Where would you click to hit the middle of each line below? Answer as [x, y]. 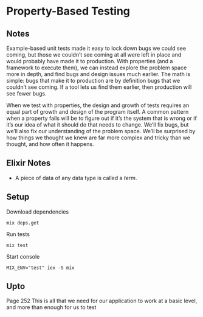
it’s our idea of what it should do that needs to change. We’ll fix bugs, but [98, 125]
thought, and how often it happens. [50, 144]
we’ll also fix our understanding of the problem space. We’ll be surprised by [101, 131]
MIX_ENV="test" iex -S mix [40, 268]
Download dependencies [37, 212]
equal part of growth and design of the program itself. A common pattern [98, 112]
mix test [17, 245]
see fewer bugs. [26, 93]
